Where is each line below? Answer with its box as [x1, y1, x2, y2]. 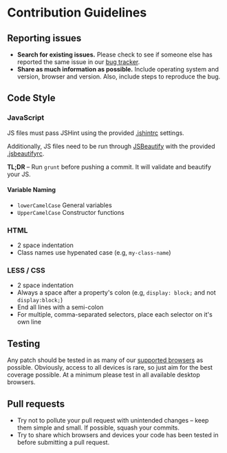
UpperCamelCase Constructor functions [17, 208, 125, 216]
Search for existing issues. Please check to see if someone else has [17, 50, 213, 59]
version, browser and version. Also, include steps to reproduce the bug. [17, 72, 221, 81]
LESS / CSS [7, 266, 46, 275]
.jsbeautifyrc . [7, 149, 45, 158]
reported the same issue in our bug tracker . [17, 58, 140, 66]
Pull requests [7, 398, 65, 410]
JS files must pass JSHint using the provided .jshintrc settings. [7, 129, 184, 137]
